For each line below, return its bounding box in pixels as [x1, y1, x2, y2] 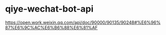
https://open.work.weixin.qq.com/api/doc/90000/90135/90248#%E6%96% [5, 19, 161, 25]
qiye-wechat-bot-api [5, 3, 93, 15]
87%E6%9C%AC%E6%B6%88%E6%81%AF [5, 24, 98, 30]
